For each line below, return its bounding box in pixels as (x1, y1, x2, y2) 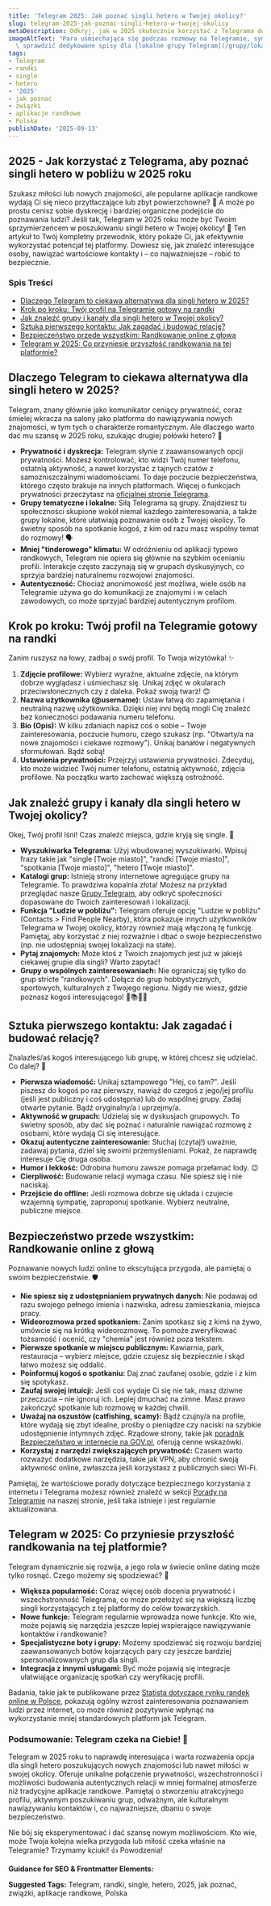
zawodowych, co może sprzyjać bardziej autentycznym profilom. (19, 596, 237, 605)
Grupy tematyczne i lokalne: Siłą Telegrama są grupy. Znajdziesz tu (19, 498, 248, 508)
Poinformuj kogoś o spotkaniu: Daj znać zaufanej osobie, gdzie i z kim (19, 1368, 257, 1378)
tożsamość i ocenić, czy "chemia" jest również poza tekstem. (19, 1334, 224, 1343)
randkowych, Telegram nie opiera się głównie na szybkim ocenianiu (19, 553, 245, 563)
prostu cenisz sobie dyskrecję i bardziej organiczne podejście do (8, 205, 224, 215)
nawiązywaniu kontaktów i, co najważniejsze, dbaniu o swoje (8, 1803, 212, 1813)
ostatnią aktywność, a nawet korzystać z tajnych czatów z (19, 463, 214, 473)
